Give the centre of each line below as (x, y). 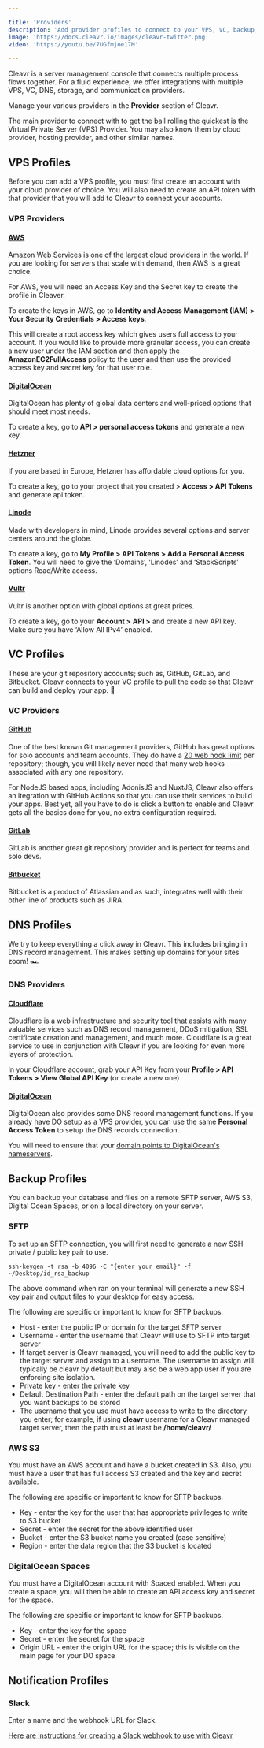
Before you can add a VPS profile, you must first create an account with (124, 181)
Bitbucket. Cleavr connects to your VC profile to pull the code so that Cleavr (131, 682)
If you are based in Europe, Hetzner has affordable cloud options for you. (126, 470)
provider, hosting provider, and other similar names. (92, 138)
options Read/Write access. (53, 570)
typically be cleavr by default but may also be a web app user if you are (135, 1369)
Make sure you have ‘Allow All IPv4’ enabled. (81, 630)
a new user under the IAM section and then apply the (94, 351)
